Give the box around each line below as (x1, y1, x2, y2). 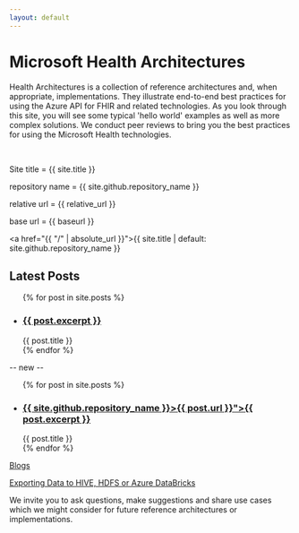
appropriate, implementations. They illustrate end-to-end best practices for (9, 90, 286, 101)
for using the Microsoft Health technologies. (9, 129, 172, 140)
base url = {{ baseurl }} (9, 216, 95, 227)
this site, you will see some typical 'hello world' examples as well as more (9, 109, 280, 121)
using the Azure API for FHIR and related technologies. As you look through (9, 100, 287, 111)
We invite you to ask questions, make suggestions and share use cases (9, 494, 272, 505)
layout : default (9, 13, 70, 22)
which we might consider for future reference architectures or (9, 503, 237, 515)
